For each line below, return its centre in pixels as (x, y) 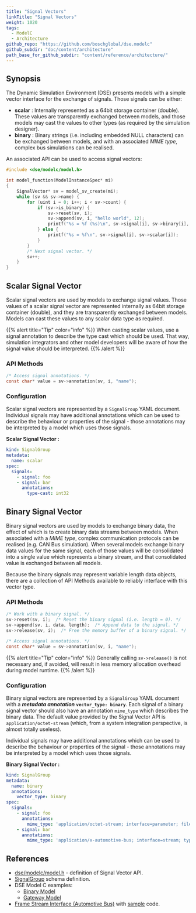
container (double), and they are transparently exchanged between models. (97, 312)
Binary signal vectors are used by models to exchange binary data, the (91, 526)
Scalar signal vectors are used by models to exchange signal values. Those (96, 300)
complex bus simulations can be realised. (64, 148)
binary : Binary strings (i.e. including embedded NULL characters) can (99, 135)
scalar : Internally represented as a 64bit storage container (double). (97, 110)
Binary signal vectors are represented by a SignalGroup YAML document (93, 698)
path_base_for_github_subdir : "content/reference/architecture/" (87, 55)
